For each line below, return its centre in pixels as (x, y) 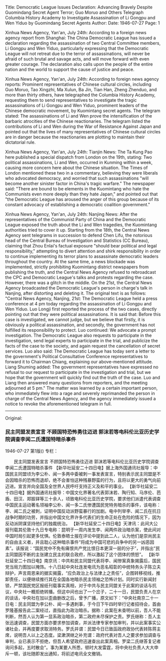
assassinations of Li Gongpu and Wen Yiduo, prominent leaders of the (76, 105)
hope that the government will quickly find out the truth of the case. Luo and (83, 377)
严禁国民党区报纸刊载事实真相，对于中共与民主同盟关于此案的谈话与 (83, 586)
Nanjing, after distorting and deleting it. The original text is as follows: (76, 293)
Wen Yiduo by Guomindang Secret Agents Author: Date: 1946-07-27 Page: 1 (83, 23)
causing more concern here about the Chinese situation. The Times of (77, 168)
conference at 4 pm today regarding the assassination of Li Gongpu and (78, 304)
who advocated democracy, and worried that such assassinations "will (77, 178)
